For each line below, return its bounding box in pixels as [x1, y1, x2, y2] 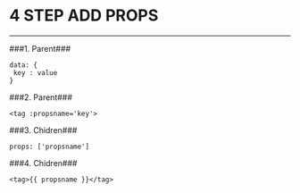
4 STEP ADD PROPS [9, 5, 159, 26]
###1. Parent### [9, 43, 71, 54]
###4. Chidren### [9, 157, 78, 168]
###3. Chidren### [9, 124, 78, 135]
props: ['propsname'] [9, 142, 90, 151]
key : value [12, 68, 58, 77]
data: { [9, 60, 38, 70]
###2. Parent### [9, 91, 73, 103]
